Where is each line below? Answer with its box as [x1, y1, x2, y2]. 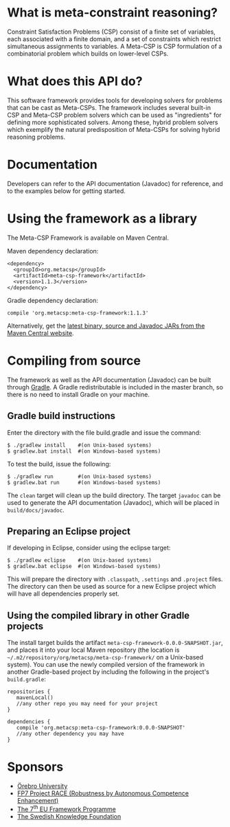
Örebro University [16, 782, 68, 791]
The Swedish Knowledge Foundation [16, 812, 122, 820]
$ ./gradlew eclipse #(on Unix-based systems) [7, 557, 152, 564]
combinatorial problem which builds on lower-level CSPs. [7, 49, 169, 58]
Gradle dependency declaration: [7, 296, 98, 304]
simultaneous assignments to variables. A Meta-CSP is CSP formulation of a [7, 42, 222, 50]
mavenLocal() [16, 694, 54, 701]
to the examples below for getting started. [7, 187, 126, 195]
